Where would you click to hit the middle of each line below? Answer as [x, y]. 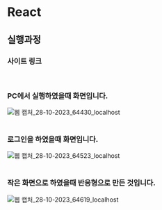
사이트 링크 [25, 61]
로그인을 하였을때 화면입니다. [53, 140]
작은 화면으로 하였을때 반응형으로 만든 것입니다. [81, 183]
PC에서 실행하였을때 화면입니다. [58, 96]
